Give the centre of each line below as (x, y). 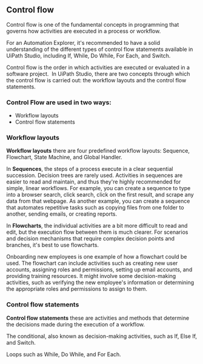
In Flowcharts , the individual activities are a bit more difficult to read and (97, 226)
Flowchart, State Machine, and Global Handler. (64, 157)
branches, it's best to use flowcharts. (52, 245)
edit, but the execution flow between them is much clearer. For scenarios (97, 232)
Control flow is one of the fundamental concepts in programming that (93, 24)
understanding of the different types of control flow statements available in (100, 49)
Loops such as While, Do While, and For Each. (64, 354)
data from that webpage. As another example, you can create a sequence (98, 201)
